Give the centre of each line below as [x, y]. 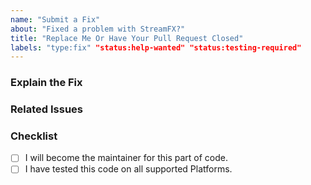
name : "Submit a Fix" [55, 19]
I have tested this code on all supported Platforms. [128, 169]
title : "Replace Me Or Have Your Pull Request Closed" [127, 38]
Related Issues [46, 109]
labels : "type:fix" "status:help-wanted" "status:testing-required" [156, 47]
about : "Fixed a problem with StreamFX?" [98, 29]
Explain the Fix [46, 83]
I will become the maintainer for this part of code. [126, 158]
